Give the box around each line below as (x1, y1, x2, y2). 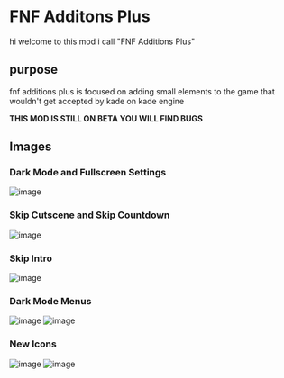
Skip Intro (9, 252, 52, 265)
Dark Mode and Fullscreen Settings (9, 166, 167, 179)
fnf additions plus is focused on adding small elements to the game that (9, 85, 275, 96)
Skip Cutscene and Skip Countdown (9, 209, 170, 221)
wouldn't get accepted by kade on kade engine (9, 95, 185, 106)
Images (9, 139, 52, 155)
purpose (9, 62, 59, 77)
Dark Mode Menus (9, 294, 92, 307)
